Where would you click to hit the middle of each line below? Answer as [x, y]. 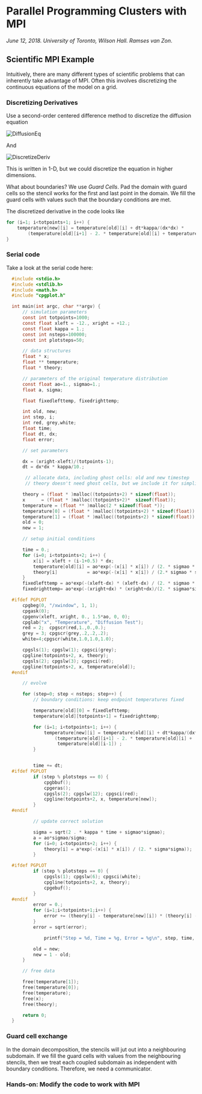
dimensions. [21, 175]
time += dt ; [48, 766]
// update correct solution [68, 822]
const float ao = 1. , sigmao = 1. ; [61, 384]
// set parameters [45, 450]
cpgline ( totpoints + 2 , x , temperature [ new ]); [101, 799]
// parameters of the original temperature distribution [95, 379]
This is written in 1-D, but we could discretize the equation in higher [90, 169]
